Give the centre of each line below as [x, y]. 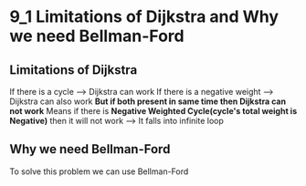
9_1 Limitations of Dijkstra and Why [144, 17]
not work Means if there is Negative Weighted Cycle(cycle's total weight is [153, 111]
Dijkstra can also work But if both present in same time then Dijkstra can [148, 101]
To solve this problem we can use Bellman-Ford [99, 171]
